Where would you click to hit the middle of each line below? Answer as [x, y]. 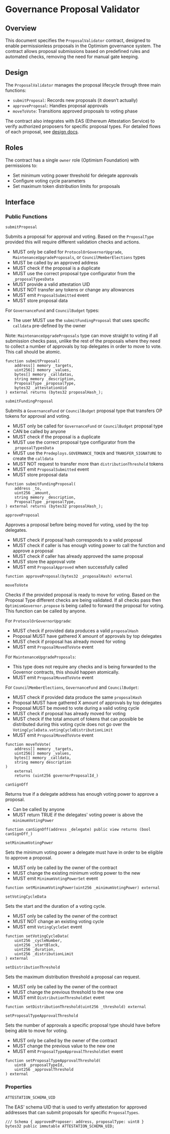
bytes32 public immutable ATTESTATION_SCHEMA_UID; [60, 1126]
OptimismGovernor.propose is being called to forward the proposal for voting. [85, 606]
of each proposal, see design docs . [42, 131]
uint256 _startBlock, [37, 945]
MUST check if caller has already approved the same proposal [78, 556]
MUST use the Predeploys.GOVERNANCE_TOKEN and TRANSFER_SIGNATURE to [87, 453]
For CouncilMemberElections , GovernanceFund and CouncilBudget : [72, 687]
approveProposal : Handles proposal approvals [60, 105]
